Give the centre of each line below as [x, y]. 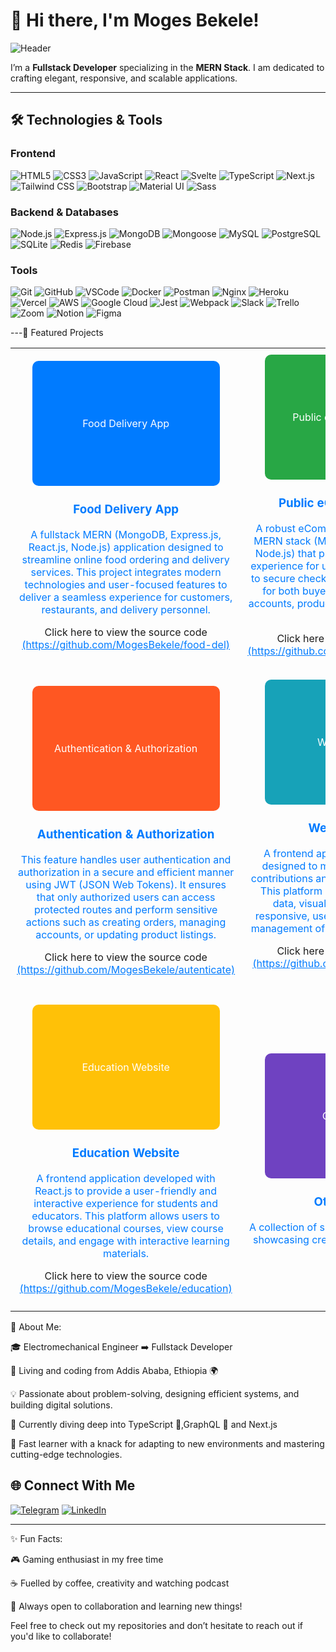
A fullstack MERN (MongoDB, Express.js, [126, 535]
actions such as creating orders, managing [126, 922]
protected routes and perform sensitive [125, 910]
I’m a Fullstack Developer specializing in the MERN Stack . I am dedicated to [167, 67]
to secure [273, 579]
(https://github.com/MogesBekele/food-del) [126, 645]
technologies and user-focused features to [126, 585]
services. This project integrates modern [126, 572]
